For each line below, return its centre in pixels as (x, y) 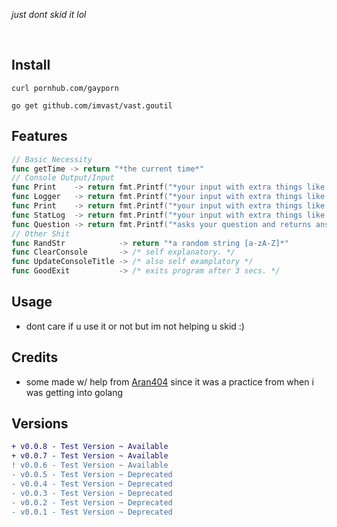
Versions (40, 424)
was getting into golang (74, 392)
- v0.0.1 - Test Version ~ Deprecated (92, 512)
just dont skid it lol (49, 14)
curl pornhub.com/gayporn (65, 88)
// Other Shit (41, 234)
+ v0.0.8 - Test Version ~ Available (90, 447)
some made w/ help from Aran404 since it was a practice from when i (169, 381)
